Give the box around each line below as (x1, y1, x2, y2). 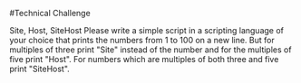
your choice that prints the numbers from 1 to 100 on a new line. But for (9, 35, 275, 45)
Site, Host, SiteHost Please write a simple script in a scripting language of (9, 25, 284, 35)
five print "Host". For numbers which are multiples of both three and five (9, 54, 279, 64)
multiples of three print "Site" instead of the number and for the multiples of (9, 44, 292, 55)
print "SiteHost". (9, 63, 70, 74)
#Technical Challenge (9, 8, 91, 18)
